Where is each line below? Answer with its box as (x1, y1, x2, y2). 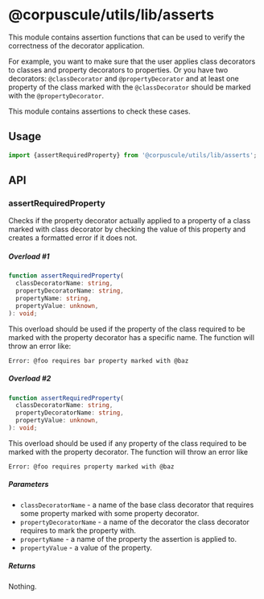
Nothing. (8, 581, 38, 591)
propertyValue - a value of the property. (19, 543, 153, 552)
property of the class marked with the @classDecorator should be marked (8, 82, 251, 92)
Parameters (8, 480, 49, 489)
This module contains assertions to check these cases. (8, 106, 191, 116)
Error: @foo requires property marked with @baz (8, 462, 175, 471)
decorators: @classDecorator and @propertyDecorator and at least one (8, 73, 239, 83)
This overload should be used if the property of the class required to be (8, 324, 245, 334)
